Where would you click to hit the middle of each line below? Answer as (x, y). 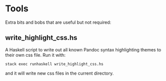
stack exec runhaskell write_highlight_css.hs (54, 64)
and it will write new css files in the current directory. (59, 73)
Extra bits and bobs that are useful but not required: (58, 22)
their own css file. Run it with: (35, 55)
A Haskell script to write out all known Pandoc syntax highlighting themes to (83, 49)
